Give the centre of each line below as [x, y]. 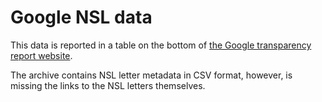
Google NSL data [81, 17]
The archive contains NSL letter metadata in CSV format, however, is [151, 75]
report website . [41, 55]
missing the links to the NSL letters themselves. [108, 85]
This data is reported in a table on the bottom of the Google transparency [161, 45]
